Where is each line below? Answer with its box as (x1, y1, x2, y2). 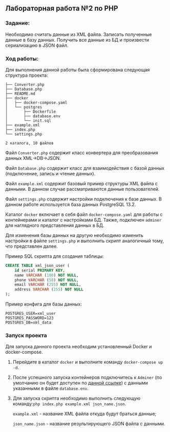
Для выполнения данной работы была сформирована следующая (5, 66, 150, 73)
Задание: (5, 20, 30, 27)
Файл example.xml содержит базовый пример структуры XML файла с (5, 180, 158, 187)
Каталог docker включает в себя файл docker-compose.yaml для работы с (5, 211, 163, 218)
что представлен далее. (5, 243, 58, 249)
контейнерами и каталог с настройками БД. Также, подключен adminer (5, 217, 162, 223)
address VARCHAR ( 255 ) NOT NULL (14, 287, 83, 292)
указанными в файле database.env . (12, 385, 89, 391)
